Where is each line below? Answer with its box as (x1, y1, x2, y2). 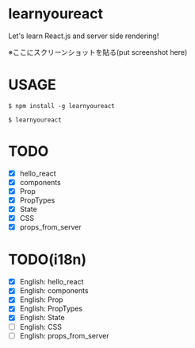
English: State (19, 313, 65, 323)
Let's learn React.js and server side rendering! (8, 31, 159, 41)
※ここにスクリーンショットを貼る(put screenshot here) (8, 47, 188, 56)
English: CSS (19, 322, 62, 331)
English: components (19, 286, 89, 296)
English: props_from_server (19, 331, 109, 340)
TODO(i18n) (8, 251, 87, 269)
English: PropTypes (19, 304, 83, 314)
